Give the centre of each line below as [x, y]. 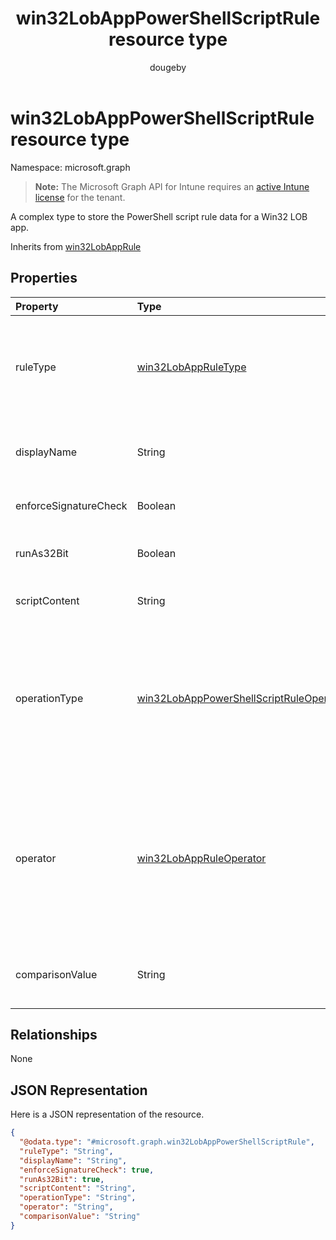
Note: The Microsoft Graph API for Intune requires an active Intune [172, 186]
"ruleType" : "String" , [66, 1151]
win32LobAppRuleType [191, 367]
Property [37, 306]
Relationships [54, 1034]
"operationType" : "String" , [78, 1198]
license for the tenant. [80, 197]
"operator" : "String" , [66, 1207]
